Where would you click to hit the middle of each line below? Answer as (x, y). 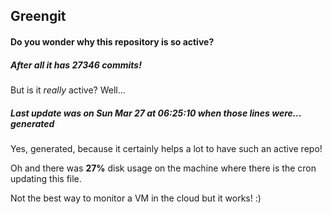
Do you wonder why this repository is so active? (112, 41)
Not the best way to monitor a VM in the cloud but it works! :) (136, 198)
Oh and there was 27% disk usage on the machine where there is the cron (163, 168)
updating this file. (46, 178)
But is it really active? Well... (68, 90)
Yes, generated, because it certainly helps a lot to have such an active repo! (166, 148)
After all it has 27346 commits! (76, 65)
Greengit (38, 16)
